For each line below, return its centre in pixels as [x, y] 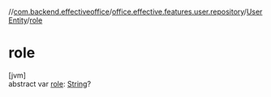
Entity [18, 20]
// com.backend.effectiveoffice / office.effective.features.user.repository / [128, 12]
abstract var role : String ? [50, 83]
